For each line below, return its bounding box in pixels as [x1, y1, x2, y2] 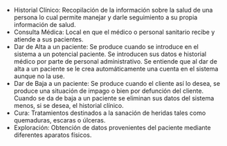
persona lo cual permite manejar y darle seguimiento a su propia [13, 13, 198, 21]
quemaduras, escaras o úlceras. [13, 116, 106, 124]
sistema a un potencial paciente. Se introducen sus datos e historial [13, 50, 206, 58]
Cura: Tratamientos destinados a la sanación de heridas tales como [13, 109, 206, 117]
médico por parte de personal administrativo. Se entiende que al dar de [13, 57, 218, 65]
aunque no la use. [13, 72, 65, 80]
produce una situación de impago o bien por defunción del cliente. [13, 86, 204, 95]
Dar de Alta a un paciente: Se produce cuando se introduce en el [13, 43, 199, 51]
